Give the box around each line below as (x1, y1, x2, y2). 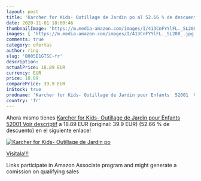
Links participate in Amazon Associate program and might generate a (6, 161, 177, 168)
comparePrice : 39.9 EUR (6, 81, 66, 87)
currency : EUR (6, 70, 42, 76)
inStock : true (6, 87, 42, 93)
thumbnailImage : (6, 25, 47, 32)
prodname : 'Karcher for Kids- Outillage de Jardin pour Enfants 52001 (6, 92, 188, 98)
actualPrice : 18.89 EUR (6, 64, 66, 70)
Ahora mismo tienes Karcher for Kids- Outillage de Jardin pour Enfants (6, 114, 181, 121)
